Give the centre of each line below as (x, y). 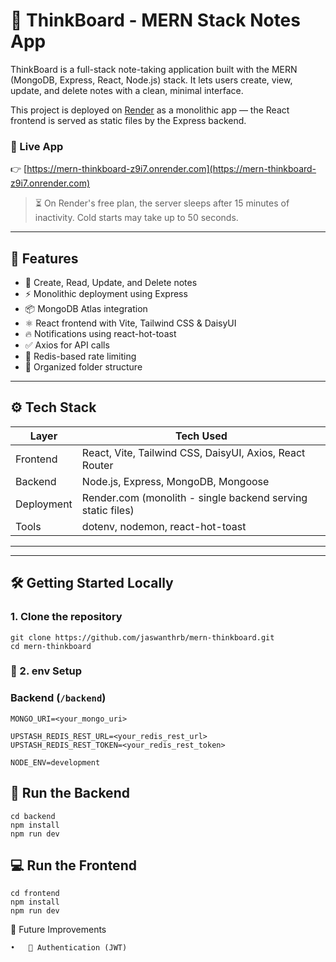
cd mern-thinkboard (51, 646)
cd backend (33, 816)
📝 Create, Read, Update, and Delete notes (111, 283)
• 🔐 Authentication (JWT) (69, 948)
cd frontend (35, 894)
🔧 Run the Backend (70, 793)
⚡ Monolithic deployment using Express (106, 294)
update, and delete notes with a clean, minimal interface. (127, 90)
